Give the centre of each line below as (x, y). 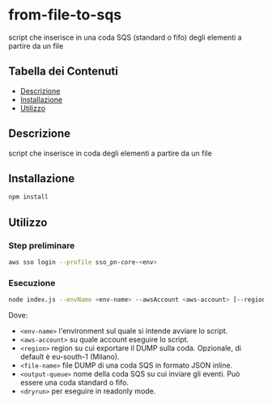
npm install (28, 197)
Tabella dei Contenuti (64, 72)
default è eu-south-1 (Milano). (70, 356)
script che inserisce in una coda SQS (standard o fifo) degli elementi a (125, 37)
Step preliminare (42, 245)
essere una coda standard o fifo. (74, 382)
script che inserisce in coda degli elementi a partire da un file (110, 153)
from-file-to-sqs (65, 15)
